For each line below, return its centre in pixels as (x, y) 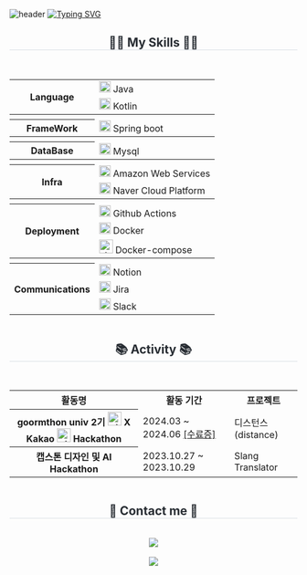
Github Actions (145, 213)
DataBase (52, 151)
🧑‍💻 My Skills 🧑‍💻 (153, 42)
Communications (52, 289)
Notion (127, 272)
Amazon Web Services (162, 173)
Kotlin (125, 106)
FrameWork (52, 128)
